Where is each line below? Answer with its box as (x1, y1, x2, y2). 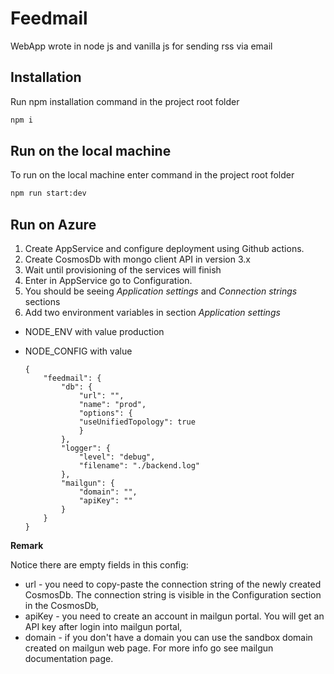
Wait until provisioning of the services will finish (24, 264, 222, 276)
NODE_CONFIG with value (24, 345, 133, 357)
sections (24, 296, 61, 308)
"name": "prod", (78, 400, 147, 410)
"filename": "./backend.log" (78, 461, 200, 471)
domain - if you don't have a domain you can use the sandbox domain (24, 632, 313, 644)
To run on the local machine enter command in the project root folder (10, 169, 295, 181)
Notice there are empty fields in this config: (10, 559, 189, 571)
